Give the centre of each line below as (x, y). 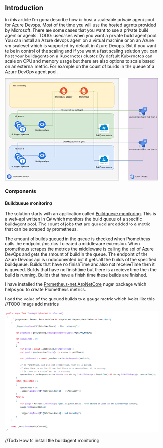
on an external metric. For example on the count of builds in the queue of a (80, 66)
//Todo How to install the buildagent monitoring (52, 440)
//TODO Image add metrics (32, 304)
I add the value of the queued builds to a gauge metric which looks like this (80, 299)
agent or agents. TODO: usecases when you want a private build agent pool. (81, 35)
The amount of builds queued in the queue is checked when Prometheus (78, 239)
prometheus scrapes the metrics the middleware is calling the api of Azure (80, 249)
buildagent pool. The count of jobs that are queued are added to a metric (78, 224)
